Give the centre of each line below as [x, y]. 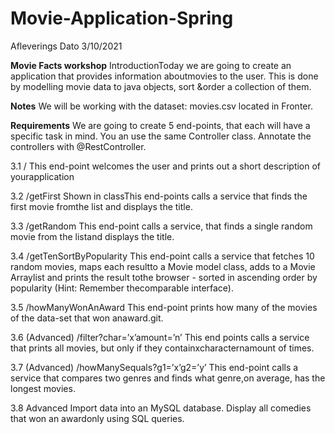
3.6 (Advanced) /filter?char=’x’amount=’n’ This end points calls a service [160, 337]
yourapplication [42, 176]
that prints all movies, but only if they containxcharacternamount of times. [162, 348]
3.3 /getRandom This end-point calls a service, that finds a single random [161, 226]
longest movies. [43, 388]
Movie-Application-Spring [122, 18]
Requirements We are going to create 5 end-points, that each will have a [160, 125]
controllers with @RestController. [78, 146]
